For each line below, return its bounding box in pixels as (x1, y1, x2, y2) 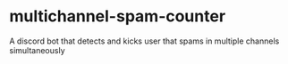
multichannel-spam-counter (9, 6, 226, 27)
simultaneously (9, 44, 65, 55)
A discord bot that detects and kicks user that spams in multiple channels (9, 36, 280, 46)
